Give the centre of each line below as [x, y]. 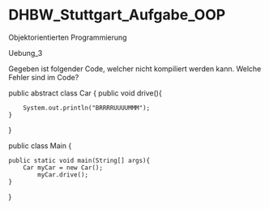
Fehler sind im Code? [44, 77]
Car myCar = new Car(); [63, 168]
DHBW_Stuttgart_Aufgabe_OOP [117, 15]
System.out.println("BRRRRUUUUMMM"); [87, 108]
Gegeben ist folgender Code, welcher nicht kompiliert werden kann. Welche [135, 68]
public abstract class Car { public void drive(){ [85, 93]
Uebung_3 [26, 53]
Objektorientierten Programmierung [68, 37]
